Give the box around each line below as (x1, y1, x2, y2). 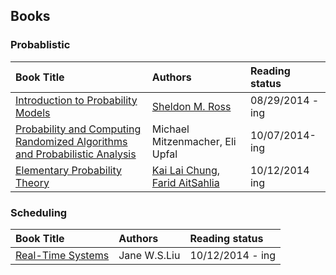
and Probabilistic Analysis (15, 147, 137, 161)
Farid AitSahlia (151, 175, 220, 189)
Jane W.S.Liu (118, 248, 181, 262)
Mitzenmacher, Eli (151, 134, 237, 148)
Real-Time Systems (15, 248, 110, 262)
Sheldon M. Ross (151, 99, 232, 113)
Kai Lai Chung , (151, 163, 221, 177)
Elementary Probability (15, 163, 122, 177)
